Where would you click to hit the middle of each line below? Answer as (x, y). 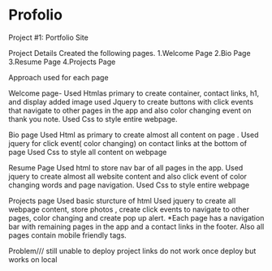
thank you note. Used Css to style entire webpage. (93, 118)
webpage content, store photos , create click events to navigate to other (129, 209)
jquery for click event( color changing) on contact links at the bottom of (128, 143)
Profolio (36, 15)
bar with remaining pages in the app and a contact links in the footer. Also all (136, 226)
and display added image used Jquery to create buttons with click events (131, 101)
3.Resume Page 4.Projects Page (62, 62)
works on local (33, 259)
